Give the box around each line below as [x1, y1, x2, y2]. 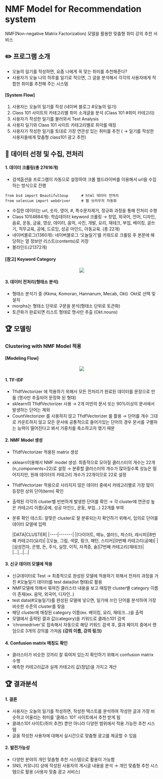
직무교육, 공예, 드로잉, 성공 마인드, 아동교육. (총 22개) [18, 226, 120, 232]
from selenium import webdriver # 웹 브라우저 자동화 [5, 198, 117, 203]
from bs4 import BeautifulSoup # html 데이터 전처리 [5, 193, 119, 198]
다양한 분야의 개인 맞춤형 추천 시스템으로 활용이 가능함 [12, 757, 115, 762]
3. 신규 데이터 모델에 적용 [5, 561, 53, 567]
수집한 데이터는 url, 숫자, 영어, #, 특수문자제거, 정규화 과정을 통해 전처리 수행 [12, 207, 157, 213]
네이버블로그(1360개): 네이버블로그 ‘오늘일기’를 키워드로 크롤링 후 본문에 [12, 232, 150, 238]
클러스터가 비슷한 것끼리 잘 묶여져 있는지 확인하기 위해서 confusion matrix [12, 652, 154, 658]
